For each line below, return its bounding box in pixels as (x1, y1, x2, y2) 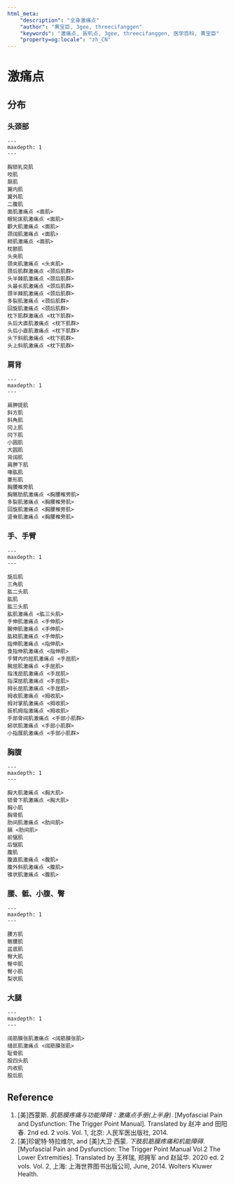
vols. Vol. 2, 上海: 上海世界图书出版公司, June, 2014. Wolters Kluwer (17, 1162, 212, 1171)
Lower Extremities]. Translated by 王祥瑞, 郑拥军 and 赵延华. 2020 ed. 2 (17, 1153, 224, 1162)
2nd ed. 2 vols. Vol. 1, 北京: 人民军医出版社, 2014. (27, 1129, 168, 1137)
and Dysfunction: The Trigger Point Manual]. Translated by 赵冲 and (17, 1120, 214, 1128)
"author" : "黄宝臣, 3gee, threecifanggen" (20, 23, 142, 30)
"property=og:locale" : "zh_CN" (20, 36, 111, 43)
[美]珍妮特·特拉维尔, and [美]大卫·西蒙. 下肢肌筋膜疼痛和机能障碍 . (17, 1137, 205, 1145)
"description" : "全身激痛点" (20, 17, 99, 24)
